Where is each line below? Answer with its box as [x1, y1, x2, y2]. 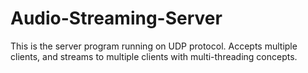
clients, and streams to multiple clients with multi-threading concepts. [10, 50, 298, 62]
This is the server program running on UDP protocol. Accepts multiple [10, 40, 298, 52]
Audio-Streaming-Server [10, 7, 223, 30]
